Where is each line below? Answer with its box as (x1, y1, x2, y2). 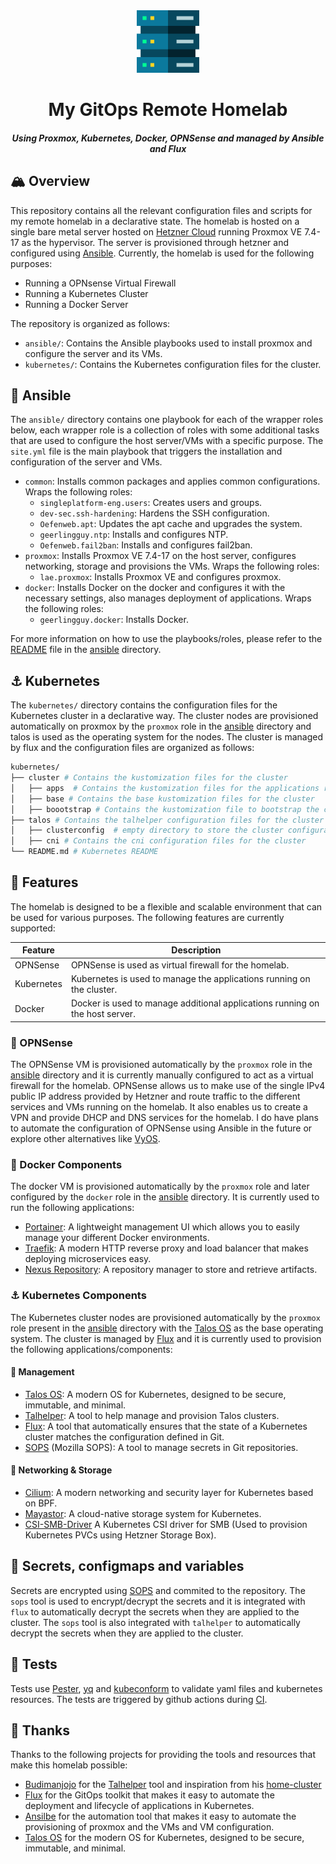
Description (171, 944, 222, 956)
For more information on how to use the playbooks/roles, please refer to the (10, 633, 323, 645)
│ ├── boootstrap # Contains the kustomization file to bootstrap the (10, 804, 320, 814)
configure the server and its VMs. (24, 347, 163, 359)
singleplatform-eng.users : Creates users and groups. (39, 497, 263, 509)
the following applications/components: (10, 1343, 173, 1355)
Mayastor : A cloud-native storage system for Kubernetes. (24, 1507, 262, 1519)
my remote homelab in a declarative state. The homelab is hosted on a (10, 215, 300, 227)
